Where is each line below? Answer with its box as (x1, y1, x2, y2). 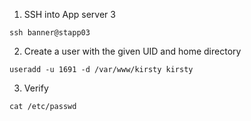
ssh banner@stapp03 (9, 28, 91, 38)
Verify (23, 82, 49, 94)
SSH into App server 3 (23, 9, 116, 20)
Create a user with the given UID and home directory (23, 45, 242, 57)
